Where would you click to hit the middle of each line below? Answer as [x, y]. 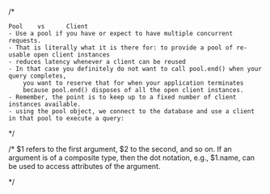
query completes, [38, 76]
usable [19, 55]
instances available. [45, 104]
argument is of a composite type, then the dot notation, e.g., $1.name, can [132, 158]
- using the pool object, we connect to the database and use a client [131, 112]
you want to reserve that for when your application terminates [133, 83]
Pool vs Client [49, 27]
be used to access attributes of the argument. [84, 166]
